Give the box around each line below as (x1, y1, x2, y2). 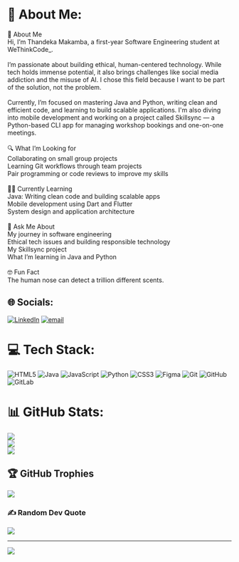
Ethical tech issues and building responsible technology (7, 237, 171, 246)
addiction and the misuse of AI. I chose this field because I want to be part (7, 75, 225, 84)
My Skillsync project (7, 245, 67, 254)
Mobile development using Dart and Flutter (7, 199, 133, 208)
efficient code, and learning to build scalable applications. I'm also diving (7, 105, 221, 114)
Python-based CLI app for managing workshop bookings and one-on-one (7, 120, 224, 129)
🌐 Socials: (7, 296, 54, 308)
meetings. (7, 128, 37, 137)
